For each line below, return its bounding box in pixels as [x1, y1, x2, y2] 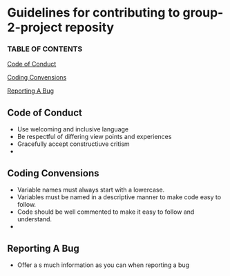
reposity [64, 19, 115, 35]
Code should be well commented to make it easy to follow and [17, 208, 195, 216]
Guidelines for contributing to [7, 5, 180, 21]
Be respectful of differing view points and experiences [17, 133, 172, 141]
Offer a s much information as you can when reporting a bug [17, 261, 190, 269]
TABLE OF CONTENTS [7, 44, 83, 54]
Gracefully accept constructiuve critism [17, 140, 130, 148]
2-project [7, 19, 63, 35]
